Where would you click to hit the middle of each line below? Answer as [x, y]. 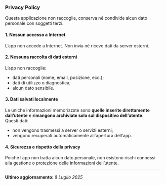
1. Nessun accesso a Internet [35, 35]
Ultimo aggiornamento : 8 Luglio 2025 [44, 177]
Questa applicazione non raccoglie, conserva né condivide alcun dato [76, 18]
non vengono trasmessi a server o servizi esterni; [62, 130]
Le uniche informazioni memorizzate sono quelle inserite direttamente [77, 110]
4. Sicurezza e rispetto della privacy [43, 147]
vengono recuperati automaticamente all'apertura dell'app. [72, 135]
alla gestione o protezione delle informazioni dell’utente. [62, 163]
